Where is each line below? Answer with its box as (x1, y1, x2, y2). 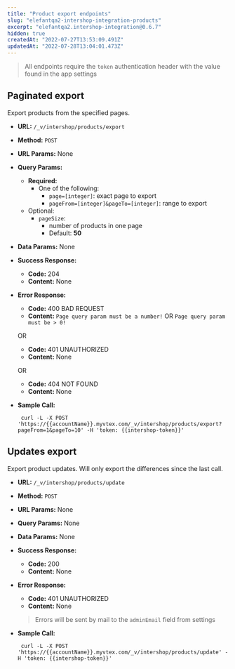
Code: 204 (27, 270, 60, 278)
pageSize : (38, 213, 66, 222)
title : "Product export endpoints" (7, 10, 112, 18)
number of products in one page (48, 221, 142, 230)
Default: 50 (48, 229, 82, 237)
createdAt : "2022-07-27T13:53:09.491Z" (7, 37, 124, 44)
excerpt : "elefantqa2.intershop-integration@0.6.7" (7, 23, 161, 30)
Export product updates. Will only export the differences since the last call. (7, 464, 223, 472)
